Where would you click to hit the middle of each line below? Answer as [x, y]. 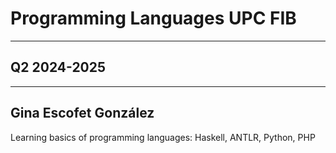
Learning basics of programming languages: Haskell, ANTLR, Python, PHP [163, 137]
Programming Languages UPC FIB [153, 18]
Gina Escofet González [82, 113]
